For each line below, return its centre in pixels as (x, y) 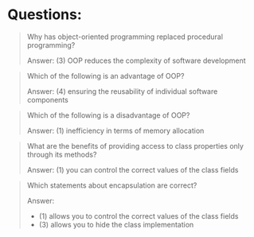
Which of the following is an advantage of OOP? (106, 76)
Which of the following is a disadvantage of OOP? (108, 115)
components (47, 99)
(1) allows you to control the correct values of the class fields (139, 216)
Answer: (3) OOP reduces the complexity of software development (136, 60)
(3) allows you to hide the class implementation (116, 224)
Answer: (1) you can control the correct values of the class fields (133, 169)
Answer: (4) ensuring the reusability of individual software (122, 91)
